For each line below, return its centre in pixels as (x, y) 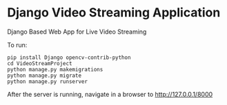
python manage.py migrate (44, 75)
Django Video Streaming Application (114, 13)
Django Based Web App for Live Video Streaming (77, 32)
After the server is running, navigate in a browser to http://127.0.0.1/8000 (110, 94)
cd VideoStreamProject (40, 63)
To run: (17, 45)
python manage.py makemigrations (55, 69)
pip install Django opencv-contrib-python (69, 57)
